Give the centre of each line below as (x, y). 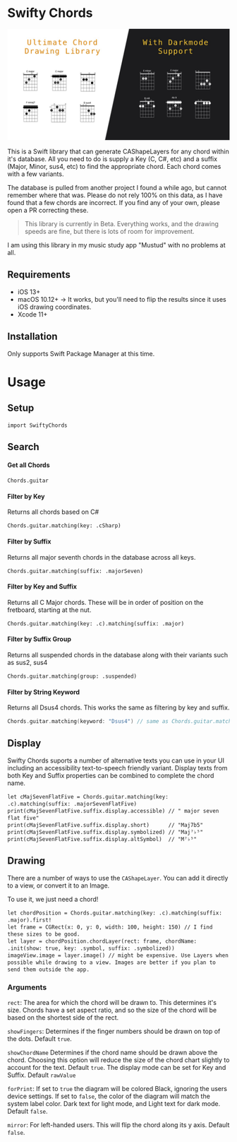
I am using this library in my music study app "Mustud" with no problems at (116, 245)
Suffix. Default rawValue (42, 1075)
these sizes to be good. (44, 934)
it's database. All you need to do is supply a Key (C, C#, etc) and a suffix (112, 159)
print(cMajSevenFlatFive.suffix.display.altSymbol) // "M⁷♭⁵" (102, 839)
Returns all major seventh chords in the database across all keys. (102, 557)
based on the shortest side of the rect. (63, 1017)
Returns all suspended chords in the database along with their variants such (117, 654)
